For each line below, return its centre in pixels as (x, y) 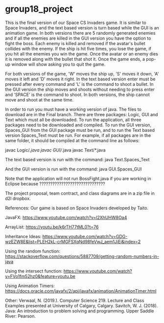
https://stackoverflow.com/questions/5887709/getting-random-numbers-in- (82, 256)
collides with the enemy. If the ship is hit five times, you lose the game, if (78, 49)
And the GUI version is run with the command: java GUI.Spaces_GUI (73, 169)
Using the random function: (33, 251)
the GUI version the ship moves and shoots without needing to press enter (80, 89)
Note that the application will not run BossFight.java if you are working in (78, 178)
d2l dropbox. (18, 198)
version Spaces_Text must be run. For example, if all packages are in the (78, 135)
